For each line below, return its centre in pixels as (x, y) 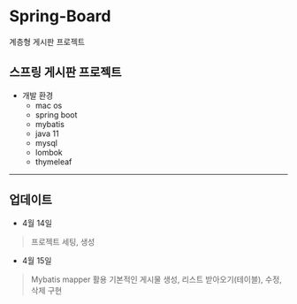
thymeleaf (53, 162)
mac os (49, 105)
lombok (49, 152)
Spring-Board (60, 16)
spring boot (56, 114)
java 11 (47, 133)
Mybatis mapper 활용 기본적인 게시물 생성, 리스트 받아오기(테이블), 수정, (156, 279)
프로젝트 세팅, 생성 (63, 241)
